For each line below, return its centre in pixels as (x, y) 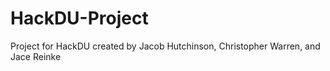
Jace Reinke (36, 56)
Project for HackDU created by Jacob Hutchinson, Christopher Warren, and (165, 46)
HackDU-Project (79, 18)
